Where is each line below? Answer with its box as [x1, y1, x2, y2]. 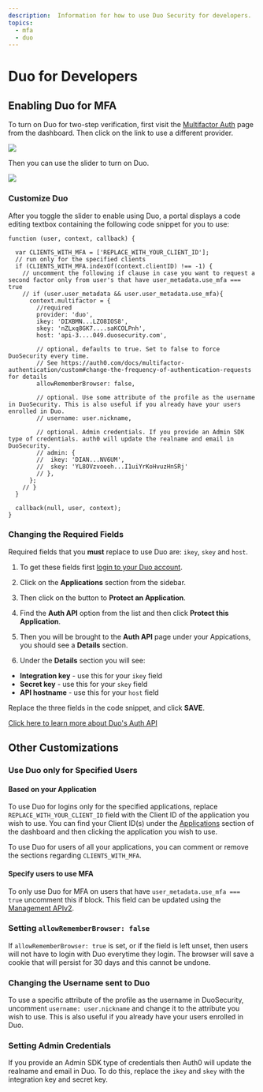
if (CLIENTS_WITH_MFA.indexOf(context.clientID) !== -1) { [15, 262, 213, 270]
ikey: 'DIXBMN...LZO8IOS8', [36, 317, 128, 325]
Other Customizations [8, 741, 119, 755]
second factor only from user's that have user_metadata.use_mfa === [8, 276, 242, 284]
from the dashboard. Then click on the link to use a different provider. [8, 128, 234, 138]
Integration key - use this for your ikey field [19, 670, 163, 680]
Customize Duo [8, 193, 69, 204]
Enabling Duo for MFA [8, 99, 117, 112]
